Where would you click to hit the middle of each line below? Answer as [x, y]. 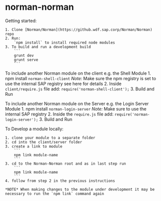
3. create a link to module [34, 146]
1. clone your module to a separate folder [50, 138]
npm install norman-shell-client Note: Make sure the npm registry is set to [80, 78]
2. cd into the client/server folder [44, 142]
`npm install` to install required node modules [65, 43]
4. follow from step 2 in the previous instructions [60, 181]
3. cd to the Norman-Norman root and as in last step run [66, 164]
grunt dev [24, 56]
